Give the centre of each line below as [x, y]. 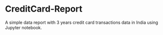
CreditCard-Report [44, 9]
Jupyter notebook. [24, 27]
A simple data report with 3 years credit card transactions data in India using [81, 22]
